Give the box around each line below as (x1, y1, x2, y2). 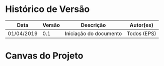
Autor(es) (129, 21, 153, 28)
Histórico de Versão (5, 3, 90, 15)
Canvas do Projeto (5, 50, 84, 61)
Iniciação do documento (64, 30, 122, 37)
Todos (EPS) (126, 30, 156, 37)
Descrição (80, 21, 106, 28)
